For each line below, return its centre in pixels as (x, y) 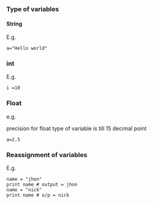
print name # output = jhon (42, 185)
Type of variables (33, 9)
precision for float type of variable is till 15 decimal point (76, 128)
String (14, 24)
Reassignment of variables (47, 155)
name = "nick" (24, 190)
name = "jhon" (24, 179)
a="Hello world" (27, 48)
